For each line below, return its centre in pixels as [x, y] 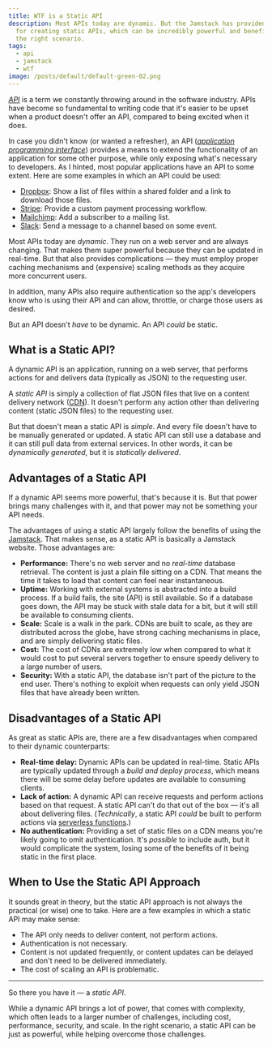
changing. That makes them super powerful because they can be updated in [136, 250]
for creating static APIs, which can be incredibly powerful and [128, 31]
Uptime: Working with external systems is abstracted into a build [128, 590]
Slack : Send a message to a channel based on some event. [118, 225]
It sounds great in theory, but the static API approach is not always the [125, 902]
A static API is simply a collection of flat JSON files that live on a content [129, 393]
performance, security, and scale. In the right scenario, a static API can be [132, 1025]
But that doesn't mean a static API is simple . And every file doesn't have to [133, 427]
